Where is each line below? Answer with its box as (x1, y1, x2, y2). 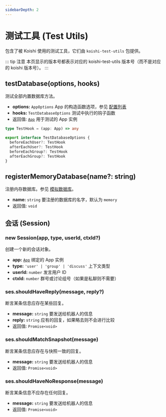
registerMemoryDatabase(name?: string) (5, 172, 136, 181)
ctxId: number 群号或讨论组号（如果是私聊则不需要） (12, 275, 119, 281)
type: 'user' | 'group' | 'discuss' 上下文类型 (12, 263, 110, 269)
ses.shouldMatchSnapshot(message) (5, 336, 98, 343)
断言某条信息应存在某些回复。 (5, 300, 66, 306)
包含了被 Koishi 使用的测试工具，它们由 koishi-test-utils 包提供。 (5, 48, 143, 54)
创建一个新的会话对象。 (5, 246, 53, 252)
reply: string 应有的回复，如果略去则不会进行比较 (12, 317, 115, 323)
